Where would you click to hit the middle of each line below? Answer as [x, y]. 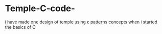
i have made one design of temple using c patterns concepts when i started [81, 22]
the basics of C [20, 27]
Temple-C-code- [40, 8]
